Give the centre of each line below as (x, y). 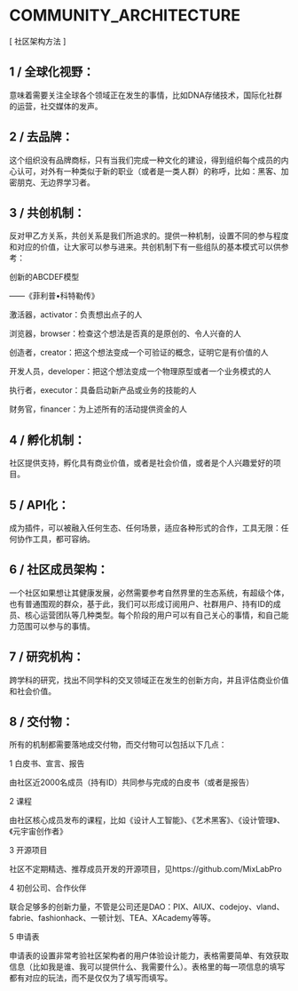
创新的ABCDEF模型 (44, 277)
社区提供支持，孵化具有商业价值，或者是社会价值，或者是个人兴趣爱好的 (141, 463)
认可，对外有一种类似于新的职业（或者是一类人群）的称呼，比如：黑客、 (149, 171)
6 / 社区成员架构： (59, 570)
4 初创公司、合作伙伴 (48, 888)
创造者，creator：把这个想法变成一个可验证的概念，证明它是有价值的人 (139, 353)
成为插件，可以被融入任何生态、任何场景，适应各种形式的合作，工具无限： (145, 528)
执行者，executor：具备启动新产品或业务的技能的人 (103, 390)
